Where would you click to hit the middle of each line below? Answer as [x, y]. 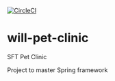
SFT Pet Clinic [27, 56]
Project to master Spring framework [57, 70]
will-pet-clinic [48, 38]
